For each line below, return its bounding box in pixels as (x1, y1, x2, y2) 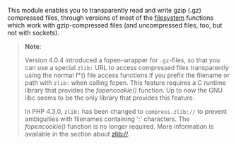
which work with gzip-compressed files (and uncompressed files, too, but (7, 21, 223, 29)
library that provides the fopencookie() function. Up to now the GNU (24, 86, 223, 94)
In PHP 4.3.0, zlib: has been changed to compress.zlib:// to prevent (24, 108, 228, 115)
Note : (24, 42, 42, 50)
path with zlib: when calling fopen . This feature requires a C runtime (24, 79, 226, 87)
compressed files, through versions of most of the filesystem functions (7, 13, 214, 22)
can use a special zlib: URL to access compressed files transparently (24, 64, 230, 71)
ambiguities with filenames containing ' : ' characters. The (24, 115, 190, 123)
